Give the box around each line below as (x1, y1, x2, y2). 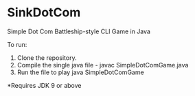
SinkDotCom (7, 5, 81, 20)
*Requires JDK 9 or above (7, 81, 82, 89)
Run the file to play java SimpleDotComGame (16, 68, 144, 76)
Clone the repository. (16, 53, 77, 62)
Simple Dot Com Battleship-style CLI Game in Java (7, 27, 151, 35)
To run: (7, 40, 27, 48)
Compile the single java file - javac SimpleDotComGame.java (16, 61, 189, 69)
